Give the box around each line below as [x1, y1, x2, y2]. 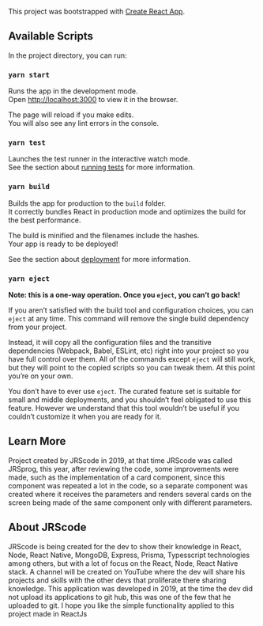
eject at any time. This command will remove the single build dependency [8, 314, 250, 323]
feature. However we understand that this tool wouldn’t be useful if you [8, 404, 239, 412]
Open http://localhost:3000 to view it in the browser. [8, 95, 178, 104]
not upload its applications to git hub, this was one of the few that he [8, 592, 231, 601]
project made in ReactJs [8, 609, 88, 618]
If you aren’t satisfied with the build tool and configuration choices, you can [8, 305, 254, 315]
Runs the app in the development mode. [8, 86, 138, 96]
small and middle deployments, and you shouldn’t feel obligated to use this [8, 395, 251, 404]
